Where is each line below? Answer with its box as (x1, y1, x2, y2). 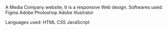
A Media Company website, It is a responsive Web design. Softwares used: (5, 4, 163, 10)
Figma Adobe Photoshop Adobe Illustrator (5, 9, 93, 15)
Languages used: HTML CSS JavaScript (5, 19, 90, 25)
